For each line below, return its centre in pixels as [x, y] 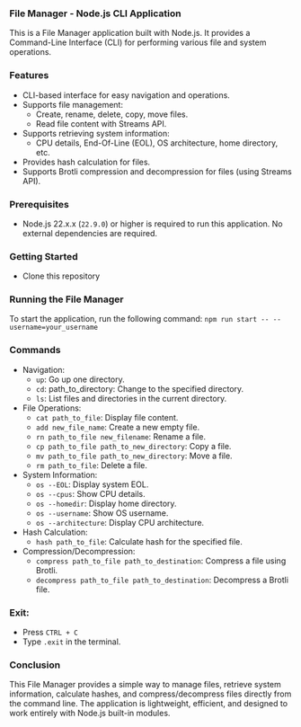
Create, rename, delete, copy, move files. [112, 114]
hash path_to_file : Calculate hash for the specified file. [139, 541]
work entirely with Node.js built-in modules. [90, 714]
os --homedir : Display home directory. [106, 503]
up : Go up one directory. [80, 379]
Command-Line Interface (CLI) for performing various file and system [138, 42]
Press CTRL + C [50, 633]
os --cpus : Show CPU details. [90, 493]
